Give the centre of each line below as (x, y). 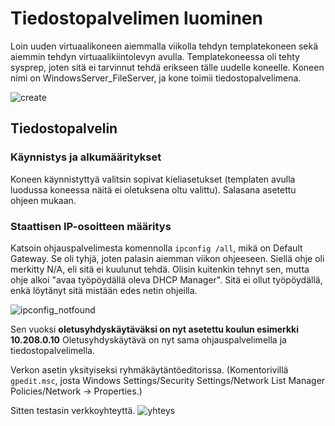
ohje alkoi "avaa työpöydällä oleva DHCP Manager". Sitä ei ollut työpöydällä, (166, 279)
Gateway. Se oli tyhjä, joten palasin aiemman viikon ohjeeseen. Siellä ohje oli (167, 258)
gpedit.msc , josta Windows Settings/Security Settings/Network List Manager (168, 380)
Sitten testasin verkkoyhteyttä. (73, 410)
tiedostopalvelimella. (52, 350)
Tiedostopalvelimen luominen (136, 18)
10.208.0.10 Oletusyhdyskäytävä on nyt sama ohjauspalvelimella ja (148, 339)
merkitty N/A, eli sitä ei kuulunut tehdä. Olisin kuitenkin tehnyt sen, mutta (160, 269)
